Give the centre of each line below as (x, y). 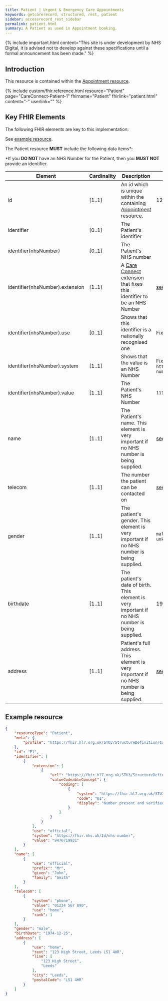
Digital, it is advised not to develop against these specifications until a (77, 48)
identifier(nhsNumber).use (39, 332)
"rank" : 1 (42, 915)
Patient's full (135, 643)
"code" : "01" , (91, 798)
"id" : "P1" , (26, 752)
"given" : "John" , (50, 873)
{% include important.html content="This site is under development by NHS (83, 43)
